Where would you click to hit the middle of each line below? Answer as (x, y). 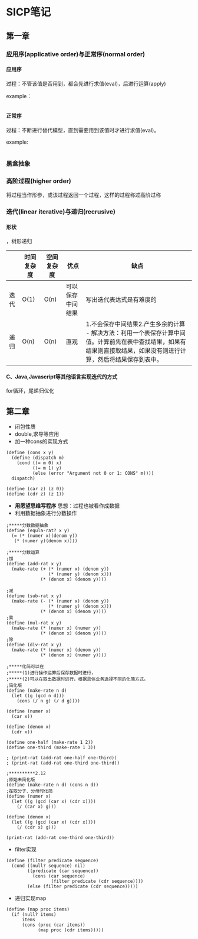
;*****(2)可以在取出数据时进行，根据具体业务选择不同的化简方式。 (77, 679)
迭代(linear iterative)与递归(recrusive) (61, 212)
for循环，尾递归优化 (30, 391)
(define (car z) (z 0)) (35, 489)
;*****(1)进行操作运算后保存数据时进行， (51, 673)
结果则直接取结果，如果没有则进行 (133, 351)
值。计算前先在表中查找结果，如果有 (136, 342)
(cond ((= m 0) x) (39, 463)
